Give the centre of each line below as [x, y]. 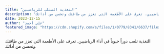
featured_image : [21, 27]
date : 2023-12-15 [23, 18]
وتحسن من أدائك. [21, 46]
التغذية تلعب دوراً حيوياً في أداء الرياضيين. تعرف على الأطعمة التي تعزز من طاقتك [78, 41]
